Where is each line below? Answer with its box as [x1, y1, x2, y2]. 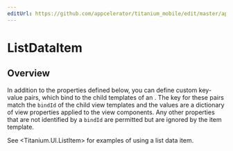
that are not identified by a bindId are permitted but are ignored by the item [7, 115, 222, 123]
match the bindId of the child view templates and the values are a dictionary [7, 100, 225, 109]
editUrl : [7, 10, 33, 17]
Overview [7, 67, 51, 80]
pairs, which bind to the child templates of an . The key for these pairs [24, 93, 224, 101]
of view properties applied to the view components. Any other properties [7, 108, 215, 116]
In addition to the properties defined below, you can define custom [7, 86, 198, 94]
